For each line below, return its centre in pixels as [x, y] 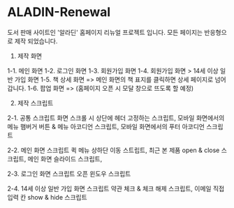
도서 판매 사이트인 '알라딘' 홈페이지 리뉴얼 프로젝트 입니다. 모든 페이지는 [105, 32]
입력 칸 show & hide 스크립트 [47, 197]
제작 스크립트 [35, 103]
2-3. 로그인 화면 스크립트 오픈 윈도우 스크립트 [69, 173]
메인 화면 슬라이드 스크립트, [65, 158]
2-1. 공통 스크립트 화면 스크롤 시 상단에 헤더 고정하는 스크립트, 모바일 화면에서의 [116, 118]
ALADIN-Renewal [59, 12]
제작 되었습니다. [36, 41]
